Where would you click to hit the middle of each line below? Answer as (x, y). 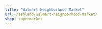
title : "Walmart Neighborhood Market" (45, 10)
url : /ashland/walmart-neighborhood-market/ (51, 14)
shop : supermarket (24, 19)
